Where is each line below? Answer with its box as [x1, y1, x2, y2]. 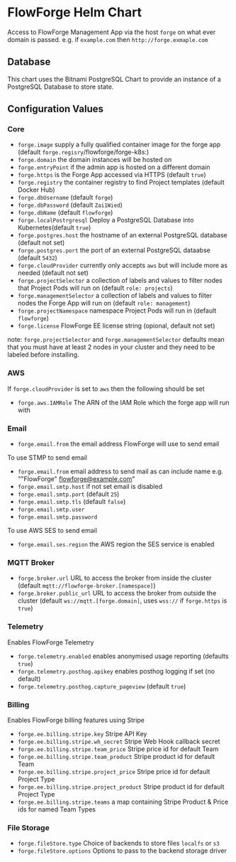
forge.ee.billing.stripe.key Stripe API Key [17, 729, 147, 738]
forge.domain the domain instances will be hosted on [17, 156, 172, 164]
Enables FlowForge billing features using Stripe [7, 716, 145, 724]
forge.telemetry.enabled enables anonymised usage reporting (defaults [17, 652, 229, 660]
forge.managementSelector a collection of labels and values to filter [17, 291, 213, 300]
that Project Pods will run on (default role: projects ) [17, 284, 173, 292]
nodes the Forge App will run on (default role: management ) [17, 299, 191, 308]
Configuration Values [7, 103, 104, 115]
